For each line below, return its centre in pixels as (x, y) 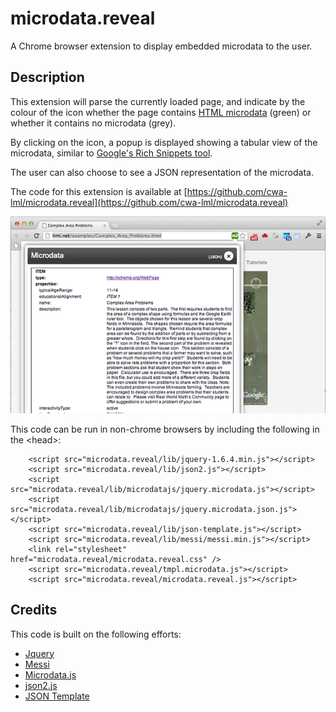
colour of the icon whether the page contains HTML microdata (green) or (161, 112)
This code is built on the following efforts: (96, 634)
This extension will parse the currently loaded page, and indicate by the (158, 101)
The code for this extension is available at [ (99, 191)
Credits (34, 610)
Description (47, 77)
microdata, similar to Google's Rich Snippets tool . (111, 153)
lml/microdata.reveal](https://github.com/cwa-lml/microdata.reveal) (149, 202)
